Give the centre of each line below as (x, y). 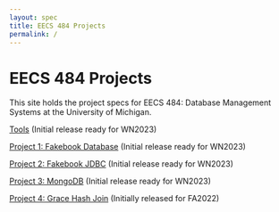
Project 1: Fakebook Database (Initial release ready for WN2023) (127, 147)
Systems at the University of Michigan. (80, 112)
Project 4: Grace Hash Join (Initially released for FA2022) (114, 199)
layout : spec (34, 17)
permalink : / (34, 34)
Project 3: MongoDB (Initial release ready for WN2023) (110, 181)
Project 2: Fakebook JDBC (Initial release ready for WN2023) (122, 164)
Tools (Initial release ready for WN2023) (83, 129)
